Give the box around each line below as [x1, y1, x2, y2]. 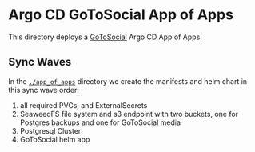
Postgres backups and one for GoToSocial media [19, 118, 181, 127]
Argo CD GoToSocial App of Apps [8, 6, 234, 24]
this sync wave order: [8, 85, 80, 94]
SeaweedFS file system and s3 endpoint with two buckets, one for [19, 109, 238, 118]
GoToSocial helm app [19, 134, 90, 144]
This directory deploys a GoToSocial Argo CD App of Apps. [8, 32, 202, 42]
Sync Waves [8, 55, 72, 69]
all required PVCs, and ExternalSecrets [19, 100, 148, 110]
